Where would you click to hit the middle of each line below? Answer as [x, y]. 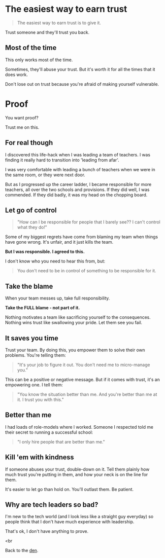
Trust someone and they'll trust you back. [47, 32]
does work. [16, 74]
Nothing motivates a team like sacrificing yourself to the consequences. [78, 317]
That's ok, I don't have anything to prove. [47, 531]
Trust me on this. [22, 127]
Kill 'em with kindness [40, 457]
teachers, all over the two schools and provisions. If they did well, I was [77, 189]
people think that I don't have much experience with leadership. [70, 522]
